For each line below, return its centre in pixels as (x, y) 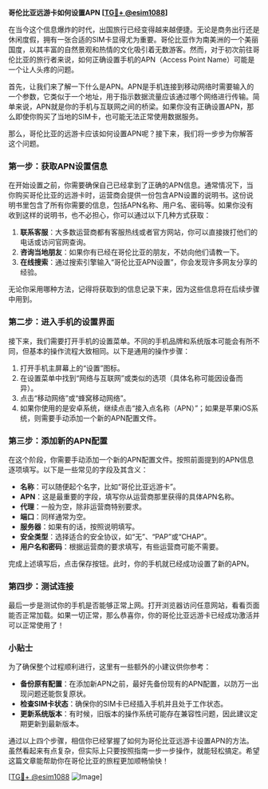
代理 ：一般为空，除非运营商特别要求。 (83, 507)
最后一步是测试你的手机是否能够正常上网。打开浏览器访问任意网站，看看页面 (134, 605)
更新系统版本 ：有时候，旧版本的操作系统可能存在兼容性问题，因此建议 (135, 714)
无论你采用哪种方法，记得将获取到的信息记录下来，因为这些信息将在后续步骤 (134, 289)
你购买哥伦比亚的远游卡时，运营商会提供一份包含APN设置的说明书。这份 (128, 195)
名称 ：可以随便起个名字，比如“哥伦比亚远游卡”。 (100, 487)
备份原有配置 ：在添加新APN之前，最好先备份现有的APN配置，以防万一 (136, 684)
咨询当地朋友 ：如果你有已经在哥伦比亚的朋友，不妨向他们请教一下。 (132, 252)
